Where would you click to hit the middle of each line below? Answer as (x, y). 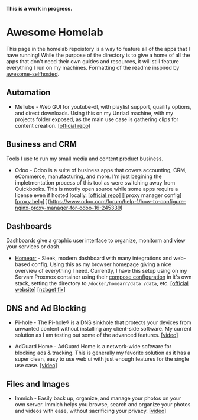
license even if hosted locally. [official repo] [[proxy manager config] (98, 195)
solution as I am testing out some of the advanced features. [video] (96, 335)
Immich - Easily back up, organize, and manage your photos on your (98, 398)
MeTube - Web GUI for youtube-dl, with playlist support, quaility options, (103, 106)
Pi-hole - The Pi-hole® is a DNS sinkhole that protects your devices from (103, 322)
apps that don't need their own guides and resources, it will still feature (92, 61)
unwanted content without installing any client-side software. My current (103, 329)
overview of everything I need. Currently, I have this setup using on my (101, 271)
